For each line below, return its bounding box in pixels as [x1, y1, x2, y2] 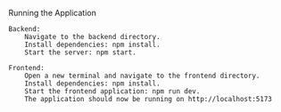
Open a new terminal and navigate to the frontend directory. [24, 71, 260, 80]
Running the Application [8, 8, 97, 18]
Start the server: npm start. [24, 48, 137, 57]
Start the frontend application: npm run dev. [24, 87, 201, 96]
